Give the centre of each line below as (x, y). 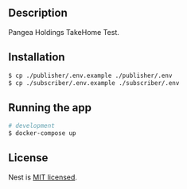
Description (38, 13)
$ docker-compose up (43, 133)
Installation (37, 58)
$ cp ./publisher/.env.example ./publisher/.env (90, 75)
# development (32, 126)
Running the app (50, 108)
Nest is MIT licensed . (43, 177)
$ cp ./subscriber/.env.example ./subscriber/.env (94, 83)
